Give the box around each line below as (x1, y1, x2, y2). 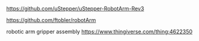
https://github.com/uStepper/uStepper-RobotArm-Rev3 (6, 5, 145, 12)
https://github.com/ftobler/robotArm (6, 17, 96, 23)
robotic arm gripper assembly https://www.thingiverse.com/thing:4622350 (6, 28, 193, 35)
